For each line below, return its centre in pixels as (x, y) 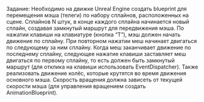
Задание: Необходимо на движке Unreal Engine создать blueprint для (97, 9)
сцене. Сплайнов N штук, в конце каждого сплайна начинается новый (98, 22)
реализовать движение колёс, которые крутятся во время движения (97, 73)
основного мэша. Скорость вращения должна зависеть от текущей (94, 80)
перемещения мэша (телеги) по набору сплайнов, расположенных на (97, 15)
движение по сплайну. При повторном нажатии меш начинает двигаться (102, 41)
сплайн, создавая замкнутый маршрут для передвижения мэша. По (95, 28)
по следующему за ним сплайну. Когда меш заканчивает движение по (99, 47)
